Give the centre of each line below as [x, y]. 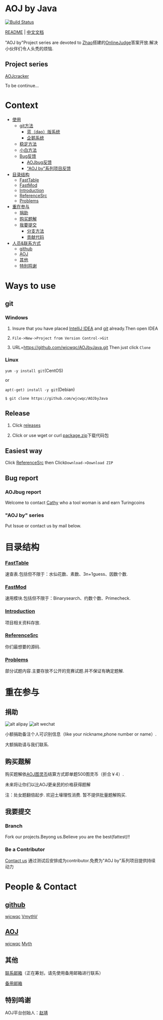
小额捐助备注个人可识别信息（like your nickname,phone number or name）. [81, 734]
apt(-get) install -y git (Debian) [40, 390]
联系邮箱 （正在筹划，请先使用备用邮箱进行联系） [54, 973]
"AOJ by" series [25, 515]
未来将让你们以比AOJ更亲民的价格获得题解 [48, 784]
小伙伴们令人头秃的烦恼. [29, 48]
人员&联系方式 [26, 243]
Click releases [26, 425]
